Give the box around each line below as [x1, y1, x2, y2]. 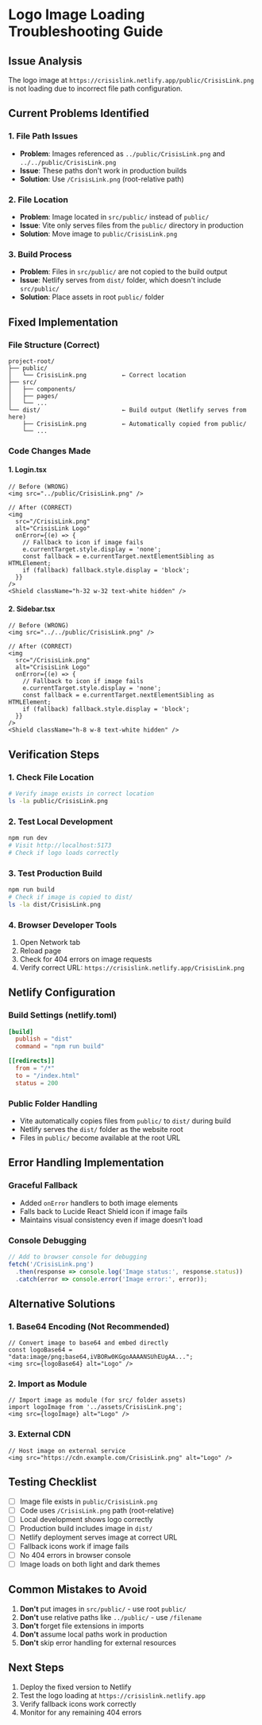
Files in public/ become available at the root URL [19, 1133, 181, 1142]
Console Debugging [8, 1235, 87, 1246]
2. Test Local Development [8, 816, 114, 827]
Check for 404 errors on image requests [19, 954, 152, 964]
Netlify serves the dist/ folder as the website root [19, 1124, 184, 1134]
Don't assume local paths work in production [19, 1629, 168, 1639]
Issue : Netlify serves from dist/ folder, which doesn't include [19, 275, 222, 285]
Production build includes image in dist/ [19, 1523, 153, 1533]
